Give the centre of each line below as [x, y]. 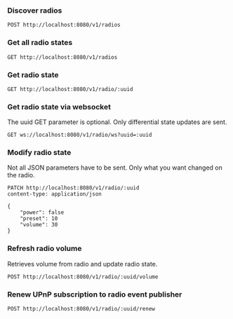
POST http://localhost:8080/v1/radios [64, 25]
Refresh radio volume [45, 249]
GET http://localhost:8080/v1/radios [62, 57]
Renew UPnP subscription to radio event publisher [95, 294]
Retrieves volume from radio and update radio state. [82, 264]
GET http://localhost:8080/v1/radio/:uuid [70, 89]
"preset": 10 [39, 219]
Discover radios [35, 11]
